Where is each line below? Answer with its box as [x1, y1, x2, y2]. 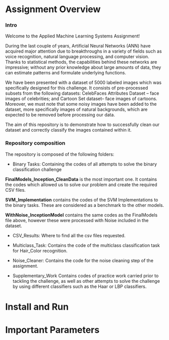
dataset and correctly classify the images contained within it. [5, 127, 132, 133]
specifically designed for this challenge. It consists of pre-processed [5, 85, 148, 91]
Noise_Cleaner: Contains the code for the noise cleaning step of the [12, 257, 154, 264]
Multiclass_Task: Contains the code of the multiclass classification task [12, 242, 160, 248]
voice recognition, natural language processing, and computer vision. [5, 54, 150, 60]
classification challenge [12, 166, 62, 173]
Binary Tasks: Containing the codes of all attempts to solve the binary [12, 161, 157, 167]
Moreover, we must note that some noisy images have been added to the [5, 101, 157, 107]
